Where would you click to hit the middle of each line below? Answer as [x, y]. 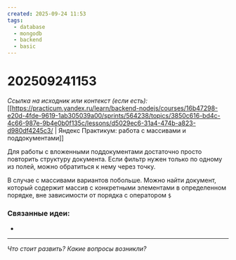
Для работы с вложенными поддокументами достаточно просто [105, 151]
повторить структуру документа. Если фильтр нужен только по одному [115, 159]
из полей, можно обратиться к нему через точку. [81, 167]
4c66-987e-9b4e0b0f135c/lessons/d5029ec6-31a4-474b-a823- [102, 123]
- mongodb [28, 33]
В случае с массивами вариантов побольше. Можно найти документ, [112, 180]
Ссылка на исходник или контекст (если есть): [78, 100]
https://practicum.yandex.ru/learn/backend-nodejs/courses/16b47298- [115, 108]
